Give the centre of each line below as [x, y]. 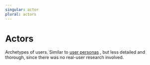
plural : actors [21, 14]
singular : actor [22, 10]
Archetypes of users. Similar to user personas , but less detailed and [75, 52]
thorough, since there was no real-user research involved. [65, 58]
